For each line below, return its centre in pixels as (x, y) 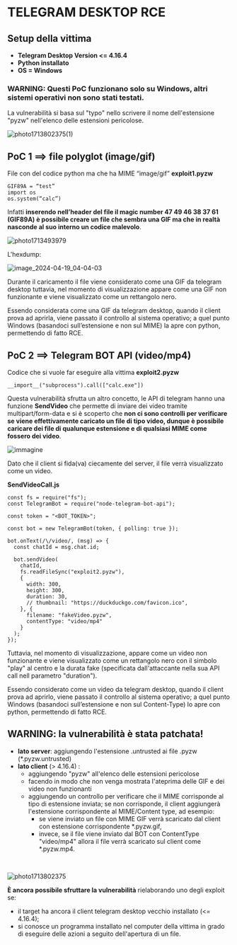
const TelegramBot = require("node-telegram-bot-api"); (91, 504)
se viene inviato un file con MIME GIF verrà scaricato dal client (129, 818)
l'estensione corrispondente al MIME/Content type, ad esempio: (121, 811)
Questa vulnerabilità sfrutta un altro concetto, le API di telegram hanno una (116, 398)
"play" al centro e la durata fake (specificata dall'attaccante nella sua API (114, 668)
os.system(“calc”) (34, 199)
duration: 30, (47, 596)
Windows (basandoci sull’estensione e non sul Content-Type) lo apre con (114, 704)
